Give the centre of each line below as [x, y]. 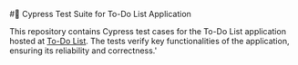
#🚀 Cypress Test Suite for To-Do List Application [100, 14]
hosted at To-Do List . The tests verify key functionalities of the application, [149, 41]
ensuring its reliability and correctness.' [83, 51]
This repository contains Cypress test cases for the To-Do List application [148, 31]
